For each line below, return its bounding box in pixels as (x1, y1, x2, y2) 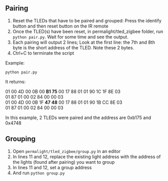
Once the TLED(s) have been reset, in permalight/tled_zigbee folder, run (12, 28, 163, 35)
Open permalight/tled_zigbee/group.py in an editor (12, 148, 121, 154)
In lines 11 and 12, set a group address (12, 164, 92, 170)
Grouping (5, 135, 36, 143)
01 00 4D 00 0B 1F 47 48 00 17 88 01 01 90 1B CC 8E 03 (5, 99, 123, 105)
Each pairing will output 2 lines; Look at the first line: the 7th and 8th (12, 39, 155, 45)
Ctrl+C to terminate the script (12, 50, 75, 56)
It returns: (5, 78, 26, 84)
